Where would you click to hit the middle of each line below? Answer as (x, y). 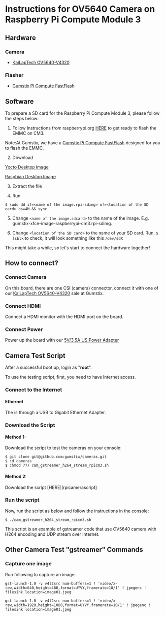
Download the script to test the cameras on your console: (63, 448)
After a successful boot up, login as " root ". (49, 367)
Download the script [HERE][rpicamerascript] (51, 487)
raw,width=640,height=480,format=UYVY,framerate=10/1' (63, 588)
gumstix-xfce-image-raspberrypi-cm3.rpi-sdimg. (62, 223)
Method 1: (16, 437)
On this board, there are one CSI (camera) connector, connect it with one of (82, 288)
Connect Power (24, 329)
